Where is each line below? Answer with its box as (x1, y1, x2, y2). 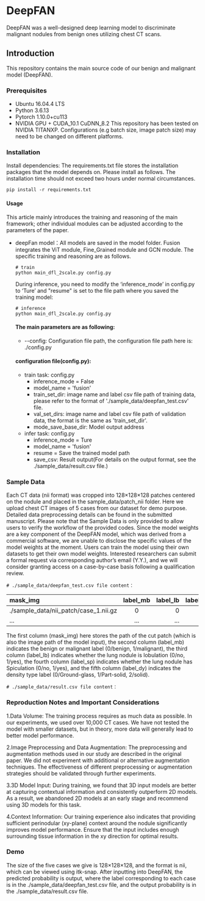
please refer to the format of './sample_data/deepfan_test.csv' (33, 397, 189, 404)
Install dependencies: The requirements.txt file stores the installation (6, 162, 179, 169)
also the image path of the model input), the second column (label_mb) (6, 638, 185, 646)
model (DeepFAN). (6, 71, 53, 78)
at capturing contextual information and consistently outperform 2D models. (6, 788, 198, 795)
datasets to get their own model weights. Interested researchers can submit (6, 550, 196, 557)
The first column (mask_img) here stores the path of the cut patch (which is (6, 632, 196, 639)
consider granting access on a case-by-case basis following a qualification (6, 563, 195, 570)
